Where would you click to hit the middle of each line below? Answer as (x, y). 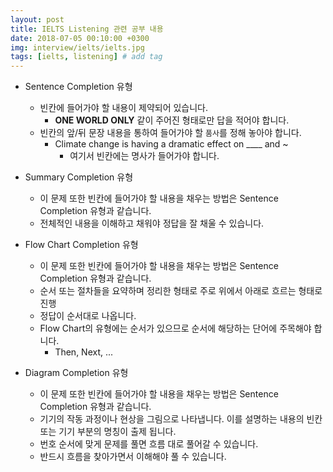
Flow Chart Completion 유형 (81, 245)
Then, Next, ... (84, 352)
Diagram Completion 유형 (76, 373)
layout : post (37, 19)
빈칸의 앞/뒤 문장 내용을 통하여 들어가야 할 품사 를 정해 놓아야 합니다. (170, 133)
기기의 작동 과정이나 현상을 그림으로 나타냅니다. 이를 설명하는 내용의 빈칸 (181, 419)
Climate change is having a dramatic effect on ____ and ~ (171, 144)
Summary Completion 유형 (79, 177)
